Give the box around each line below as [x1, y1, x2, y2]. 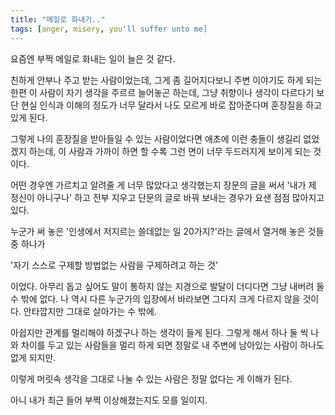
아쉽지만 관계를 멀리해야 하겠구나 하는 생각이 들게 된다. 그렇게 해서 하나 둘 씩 [10, 326, 309, 338]
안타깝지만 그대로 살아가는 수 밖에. [23, 305, 157, 317]
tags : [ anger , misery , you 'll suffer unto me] [10, 24, 208, 34]
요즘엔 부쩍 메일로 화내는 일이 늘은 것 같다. [10, 52, 176, 65]
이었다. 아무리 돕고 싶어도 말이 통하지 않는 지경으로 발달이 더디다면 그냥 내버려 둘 [10, 280, 325, 292]
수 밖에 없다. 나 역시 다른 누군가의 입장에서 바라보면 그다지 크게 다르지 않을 [10, 292, 301, 305]
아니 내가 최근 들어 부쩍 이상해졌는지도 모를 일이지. [10, 394, 208, 406]
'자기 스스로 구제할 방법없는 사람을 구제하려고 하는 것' [10, 259, 219, 271]
